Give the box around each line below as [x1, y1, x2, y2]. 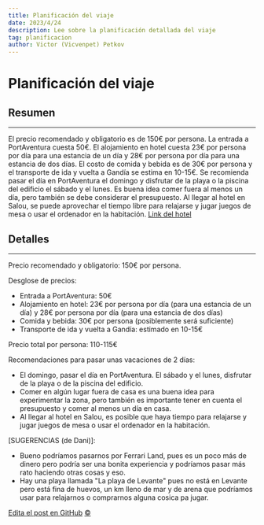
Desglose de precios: [8, 275, 77, 285]
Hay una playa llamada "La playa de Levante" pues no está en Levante [19, 475, 247, 485]
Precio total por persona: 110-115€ [8, 339, 118, 349]
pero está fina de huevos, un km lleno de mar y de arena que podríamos [19, 484, 253, 494]
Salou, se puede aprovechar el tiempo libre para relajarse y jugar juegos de [8, 201, 251, 211]
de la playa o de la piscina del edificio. [19, 379, 144, 388]
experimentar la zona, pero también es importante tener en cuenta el [19, 395, 242, 405]
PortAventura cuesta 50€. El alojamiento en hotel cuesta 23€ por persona [8, 142, 247, 152]
